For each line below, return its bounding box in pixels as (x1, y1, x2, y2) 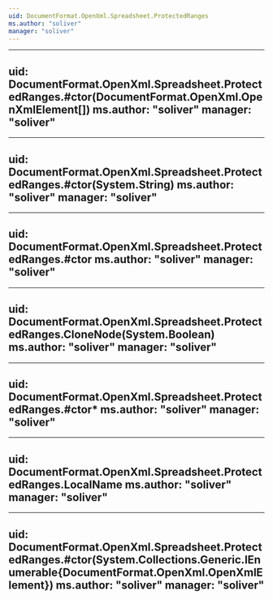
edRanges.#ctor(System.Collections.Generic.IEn (8, 553, 262, 567)
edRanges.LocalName (8, 477, 123, 491)
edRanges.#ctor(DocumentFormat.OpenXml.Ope (8, 90, 263, 104)
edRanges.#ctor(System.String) (8, 178, 175, 192)
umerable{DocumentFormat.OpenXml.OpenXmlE (8, 565, 263, 579)
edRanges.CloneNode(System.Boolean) (8, 328, 215, 342)
